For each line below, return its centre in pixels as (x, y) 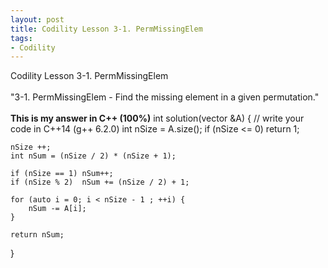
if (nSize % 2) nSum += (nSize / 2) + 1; (100, 182)
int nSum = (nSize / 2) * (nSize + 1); (93, 156)
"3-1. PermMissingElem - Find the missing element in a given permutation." (165, 97)
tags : (21, 38)
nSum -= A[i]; (57, 209)
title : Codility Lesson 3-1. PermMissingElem (106, 29)
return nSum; (37, 235)
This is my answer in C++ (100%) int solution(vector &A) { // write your (157, 118)
